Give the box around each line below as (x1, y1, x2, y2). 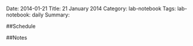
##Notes (6, 34, 28, 41)
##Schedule (6, 23, 36, 29)
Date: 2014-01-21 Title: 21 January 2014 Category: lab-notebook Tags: (6, 5, 177, 12)
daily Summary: (32, 11, 70, 18)
